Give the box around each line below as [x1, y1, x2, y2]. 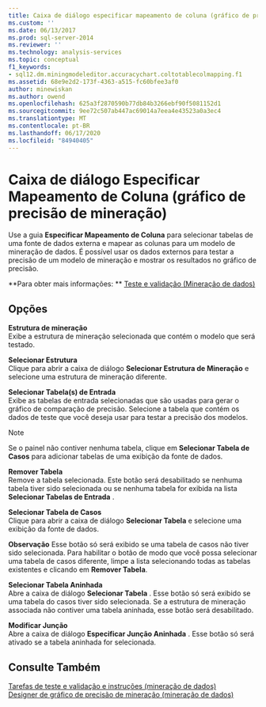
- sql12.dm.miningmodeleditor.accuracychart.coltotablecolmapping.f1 [8, 70, 243, 78]
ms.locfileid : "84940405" [8, 136, 93, 145]
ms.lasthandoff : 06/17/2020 [8, 129, 101, 137]
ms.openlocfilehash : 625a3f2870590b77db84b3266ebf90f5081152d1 [8, 100, 222, 108]
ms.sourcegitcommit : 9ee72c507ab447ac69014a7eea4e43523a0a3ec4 [8, 108, 222, 115]
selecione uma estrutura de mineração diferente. [8, 372, 168, 382]
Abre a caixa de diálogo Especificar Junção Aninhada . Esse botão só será [8, 629, 255, 639]
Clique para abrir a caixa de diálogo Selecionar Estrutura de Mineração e [8, 364, 249, 373]
